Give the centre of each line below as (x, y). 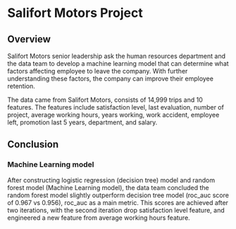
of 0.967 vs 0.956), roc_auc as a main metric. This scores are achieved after (118, 202)
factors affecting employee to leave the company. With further (98, 71)
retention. (21, 86)
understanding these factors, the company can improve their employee (110, 78)
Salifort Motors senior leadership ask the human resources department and (117, 56)
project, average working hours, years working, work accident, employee (113, 115)
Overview (29, 39)
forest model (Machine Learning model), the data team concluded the (108, 187)
